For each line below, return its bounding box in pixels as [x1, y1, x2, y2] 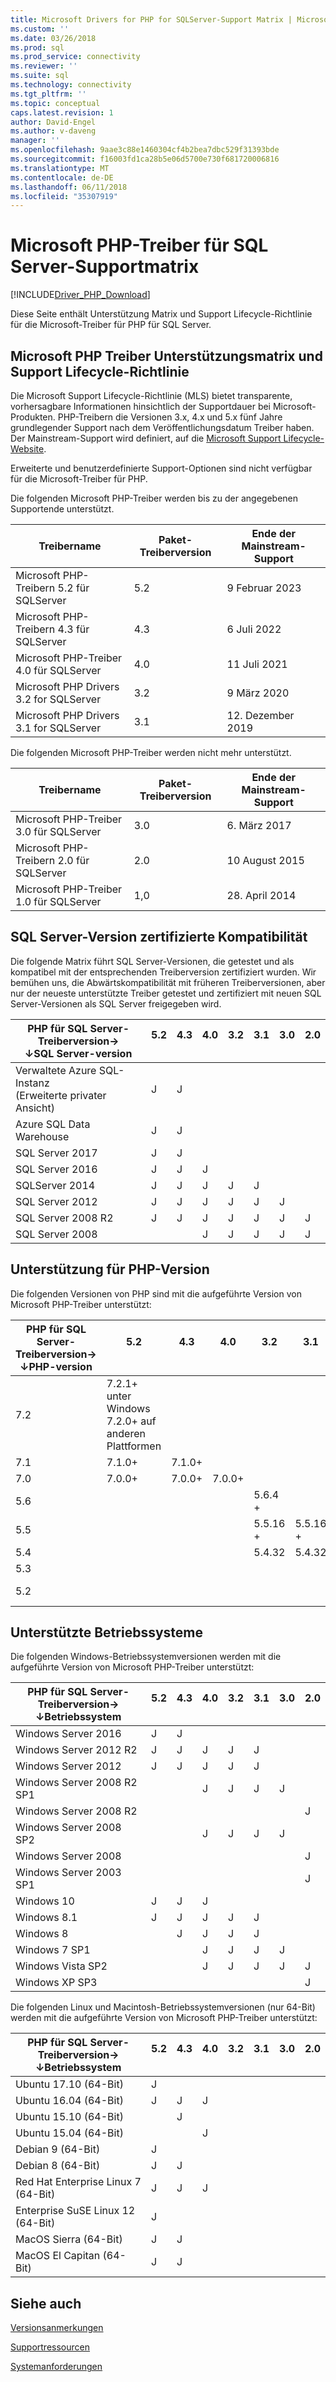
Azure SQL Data [15, 1117, 91, 1131]
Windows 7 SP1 [15, 1943, 91, 1957]
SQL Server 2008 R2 [15, 1211, 114, 1225]
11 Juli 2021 [226, 657, 288, 671]
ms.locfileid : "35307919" [10, 191, 118, 201]
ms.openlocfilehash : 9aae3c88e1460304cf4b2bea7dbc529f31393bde [10, 145, 280, 155]
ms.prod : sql [10, 42, 65, 53]
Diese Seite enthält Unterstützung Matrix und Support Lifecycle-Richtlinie [10, 308, 313, 320]
